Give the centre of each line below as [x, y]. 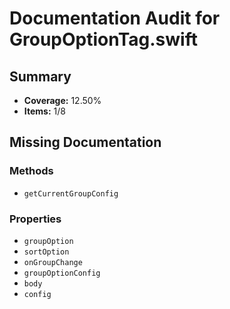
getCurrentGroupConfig [71, 193]
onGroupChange [53, 262]
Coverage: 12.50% [62, 100]
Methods [31, 171]
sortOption [46, 252]
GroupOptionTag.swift [103, 39]
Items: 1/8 [44, 111]
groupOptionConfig [62, 273]
